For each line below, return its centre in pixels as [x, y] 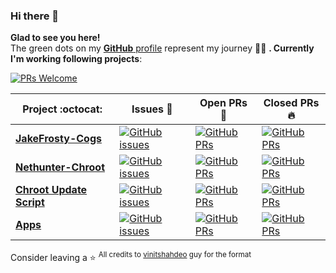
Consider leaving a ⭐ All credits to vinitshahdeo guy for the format [131, 256]
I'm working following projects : [76, 59]
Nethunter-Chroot [60, 167]
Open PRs [223, 103]
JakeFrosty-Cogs [58, 139]
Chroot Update [51, 190]
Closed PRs [291, 103]
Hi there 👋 [35, 16]
